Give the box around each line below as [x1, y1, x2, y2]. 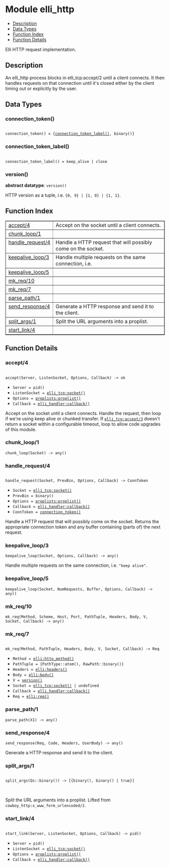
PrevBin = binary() [12, 494, 54, 499]
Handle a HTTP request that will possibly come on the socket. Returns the [5, 519, 159, 525]
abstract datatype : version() [5, 182, 67, 188]
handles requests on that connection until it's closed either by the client [5, 80, 154, 86]
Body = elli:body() [12, 672, 54, 678]
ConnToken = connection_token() [12, 509, 81, 515]
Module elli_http [5, 4, 75, 15]
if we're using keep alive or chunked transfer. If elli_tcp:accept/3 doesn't [5, 415, 160, 422]
